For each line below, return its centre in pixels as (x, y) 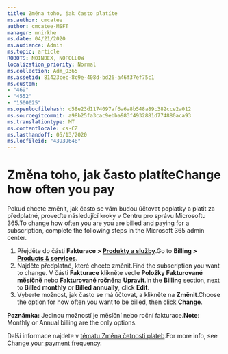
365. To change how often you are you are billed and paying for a (98, 223)
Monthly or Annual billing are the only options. (72, 322)
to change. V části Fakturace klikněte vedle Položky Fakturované (110, 273)
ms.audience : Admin (35, 45)
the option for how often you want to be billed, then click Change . (110, 302)
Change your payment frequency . (54, 343)
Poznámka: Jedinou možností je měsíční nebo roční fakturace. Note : (103, 316)
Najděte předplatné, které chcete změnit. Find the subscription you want (118, 265)
